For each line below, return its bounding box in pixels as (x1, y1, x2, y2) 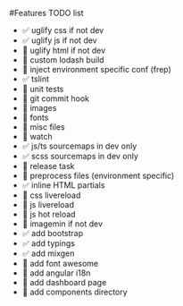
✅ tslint (21, 73, 50, 84)
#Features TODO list (9, 8, 84, 18)
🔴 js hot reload (21, 209, 76, 219)
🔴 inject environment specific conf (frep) (21, 64, 171, 74)
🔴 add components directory (21, 286, 128, 297)
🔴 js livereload (21, 200, 74, 209)
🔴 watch (21, 132, 53, 141)
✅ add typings (21, 238, 76, 249)
